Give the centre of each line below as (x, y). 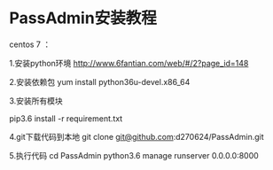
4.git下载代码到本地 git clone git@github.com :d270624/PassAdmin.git (136, 136)
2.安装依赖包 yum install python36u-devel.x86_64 (100, 81)
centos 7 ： (30, 44)
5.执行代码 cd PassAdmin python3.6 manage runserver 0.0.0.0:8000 (134, 155)
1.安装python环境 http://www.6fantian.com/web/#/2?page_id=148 (129, 63)
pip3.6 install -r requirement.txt (66, 118)
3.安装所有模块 (36, 100)
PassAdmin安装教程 (83, 18)
